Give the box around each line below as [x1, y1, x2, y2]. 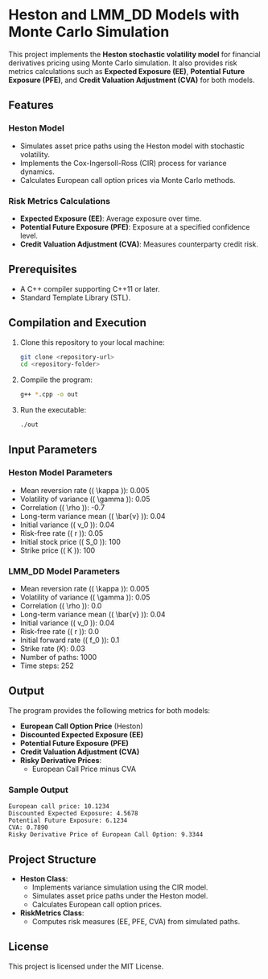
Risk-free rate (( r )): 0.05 [19, 528, 104, 537]
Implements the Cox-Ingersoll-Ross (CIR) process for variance [19, 158, 227, 168]
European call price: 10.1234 [8, 803, 110, 811]
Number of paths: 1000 [19, 653, 97, 662]
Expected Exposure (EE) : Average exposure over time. [19, 214, 202, 223]
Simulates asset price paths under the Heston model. [31, 890, 208, 900]
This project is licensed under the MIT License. [8, 961, 164, 971]
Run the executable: [19, 405, 87, 415]
